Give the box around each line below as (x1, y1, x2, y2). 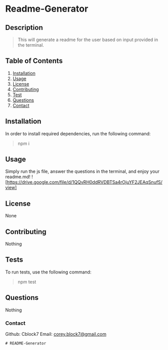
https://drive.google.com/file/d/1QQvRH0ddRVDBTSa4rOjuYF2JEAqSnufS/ (7, 179, 163, 185)
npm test (17, 279, 36, 285)
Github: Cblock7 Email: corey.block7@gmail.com (5, 331, 107, 337)
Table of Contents (5, 57, 63, 65)
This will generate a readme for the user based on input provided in (17, 36, 158, 43)
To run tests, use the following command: (5, 269, 92, 275)
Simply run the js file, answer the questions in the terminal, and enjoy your (5, 168, 160, 175)
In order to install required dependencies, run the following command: (5, 130, 151, 137)
